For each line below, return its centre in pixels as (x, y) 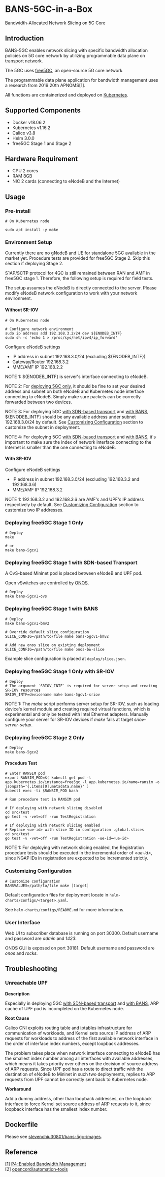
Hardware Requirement (41, 159)
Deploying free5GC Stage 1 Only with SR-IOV (60, 671)
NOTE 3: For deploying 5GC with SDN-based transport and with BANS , (77, 411)
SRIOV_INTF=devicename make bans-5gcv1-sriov (52, 694)
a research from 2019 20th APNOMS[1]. (45, 85)
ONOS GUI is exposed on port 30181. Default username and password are (80, 948)
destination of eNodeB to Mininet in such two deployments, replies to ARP (80, 1074)
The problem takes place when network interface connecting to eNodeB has (82, 1053)
